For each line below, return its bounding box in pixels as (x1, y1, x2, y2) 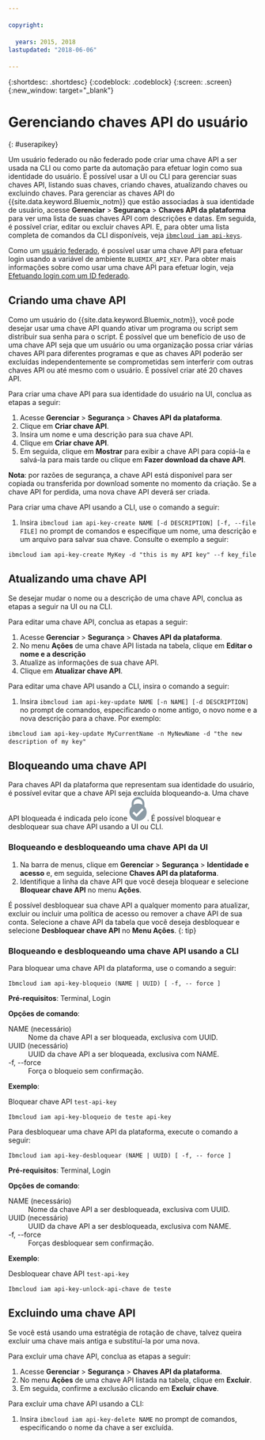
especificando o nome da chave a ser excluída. (19, 1423, 174, 1432)
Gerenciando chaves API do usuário (8, 113, 248, 131)
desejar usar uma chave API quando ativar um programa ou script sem (8, 323, 239, 332)
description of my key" (8, 737, 87, 745)
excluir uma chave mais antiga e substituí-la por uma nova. (8, 1336, 200, 1345)
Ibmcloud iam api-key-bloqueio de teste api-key (8, 1112, 172, 1121)
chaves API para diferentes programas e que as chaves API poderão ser (8, 348, 243, 358)
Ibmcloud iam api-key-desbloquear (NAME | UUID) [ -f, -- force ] (8, 1151, 232, 1159)
